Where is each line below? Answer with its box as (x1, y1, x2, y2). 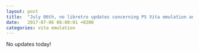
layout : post (6, 8, 38, 15)
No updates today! (6, 41, 52, 48)
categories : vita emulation (6, 24, 76, 31)
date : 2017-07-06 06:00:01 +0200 (6, 19, 94, 25)
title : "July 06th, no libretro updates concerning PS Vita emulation (6, 14, 187, 20)
